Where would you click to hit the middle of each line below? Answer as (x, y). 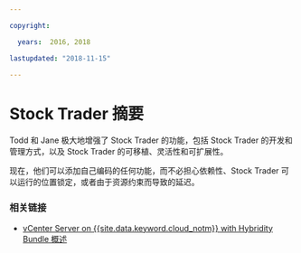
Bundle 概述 (45, 239)
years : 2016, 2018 (54, 42)
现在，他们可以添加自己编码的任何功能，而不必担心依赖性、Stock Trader (144, 171)
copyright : (30, 25)
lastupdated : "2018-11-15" (60, 58)
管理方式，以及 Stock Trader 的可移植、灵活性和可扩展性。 (119, 152)
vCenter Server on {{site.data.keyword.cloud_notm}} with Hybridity (148, 228)
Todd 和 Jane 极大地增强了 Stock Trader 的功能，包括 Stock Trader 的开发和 (151, 140)
